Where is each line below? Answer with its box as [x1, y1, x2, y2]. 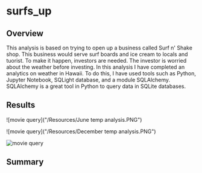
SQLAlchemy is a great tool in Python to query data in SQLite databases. [6, 83, 186, 90]
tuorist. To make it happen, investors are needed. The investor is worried [6, 57, 187, 64]
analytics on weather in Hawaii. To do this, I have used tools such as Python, [6, 70, 197, 77]
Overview [6, 28, 44, 39]
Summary [6, 157, 44, 167]
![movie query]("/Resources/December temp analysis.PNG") [6, 128, 156, 135]
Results [6, 100, 36, 110]
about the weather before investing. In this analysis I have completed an [6, 63, 185, 71]
